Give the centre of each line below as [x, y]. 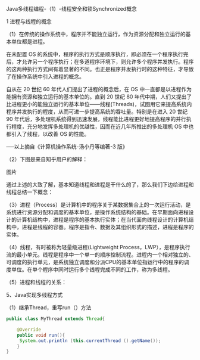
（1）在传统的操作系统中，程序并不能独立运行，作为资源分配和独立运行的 [96, 34]
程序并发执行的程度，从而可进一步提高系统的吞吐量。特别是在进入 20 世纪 [97, 111]
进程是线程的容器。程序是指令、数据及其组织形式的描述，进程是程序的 [108, 227]
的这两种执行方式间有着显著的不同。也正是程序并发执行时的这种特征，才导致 [100, 69]
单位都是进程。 [29, 41]
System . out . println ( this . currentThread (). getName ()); [90, 341]
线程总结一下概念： [30, 192]
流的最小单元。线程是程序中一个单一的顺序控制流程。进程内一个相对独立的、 [100, 255]
